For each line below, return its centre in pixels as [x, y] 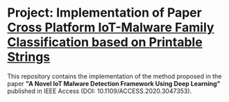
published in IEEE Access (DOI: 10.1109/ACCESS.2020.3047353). [100, 91]
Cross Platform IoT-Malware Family [111, 27]
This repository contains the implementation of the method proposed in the [114, 76]
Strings [29, 57]
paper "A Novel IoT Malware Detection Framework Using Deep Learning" [114, 83]
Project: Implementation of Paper [105, 13]
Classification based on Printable [105, 42]
